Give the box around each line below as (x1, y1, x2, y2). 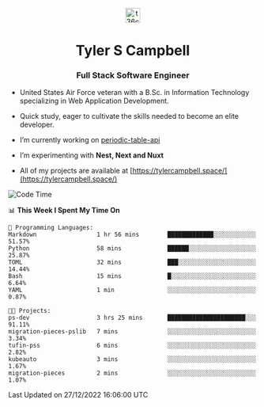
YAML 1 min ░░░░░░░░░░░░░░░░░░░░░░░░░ (8, 286, 257, 295)
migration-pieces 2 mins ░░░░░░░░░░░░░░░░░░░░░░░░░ (8, 369, 257, 378)
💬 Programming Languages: (8, 224, 93, 232)
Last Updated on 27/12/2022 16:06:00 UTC (8, 390, 149, 400)
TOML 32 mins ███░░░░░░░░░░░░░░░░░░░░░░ (8, 258, 257, 267)
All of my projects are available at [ (19, 166, 133, 176)
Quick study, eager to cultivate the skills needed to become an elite (19, 112, 239, 121)
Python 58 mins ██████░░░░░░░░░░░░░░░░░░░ (8, 245, 257, 253)
